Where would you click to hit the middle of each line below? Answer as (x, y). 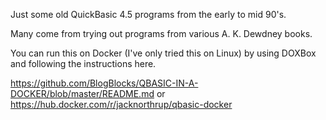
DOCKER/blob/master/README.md (82, 93)
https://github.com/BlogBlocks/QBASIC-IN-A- (104, 83)
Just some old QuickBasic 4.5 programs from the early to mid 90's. (148, 14)
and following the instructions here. (83, 63)
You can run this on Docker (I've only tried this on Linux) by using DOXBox (163, 53)
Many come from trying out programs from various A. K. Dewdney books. (161, 33)
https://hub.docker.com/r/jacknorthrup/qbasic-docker (121, 104)
